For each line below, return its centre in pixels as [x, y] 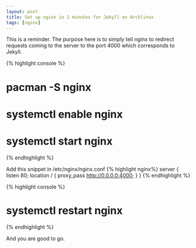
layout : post [22, 12]
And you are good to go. [36, 238]
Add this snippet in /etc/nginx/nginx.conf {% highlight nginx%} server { [92, 169]
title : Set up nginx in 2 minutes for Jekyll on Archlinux [80, 17]
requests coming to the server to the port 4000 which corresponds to [90, 45]
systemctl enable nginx [64, 114]
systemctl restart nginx [64, 211]
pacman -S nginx [49, 87]
